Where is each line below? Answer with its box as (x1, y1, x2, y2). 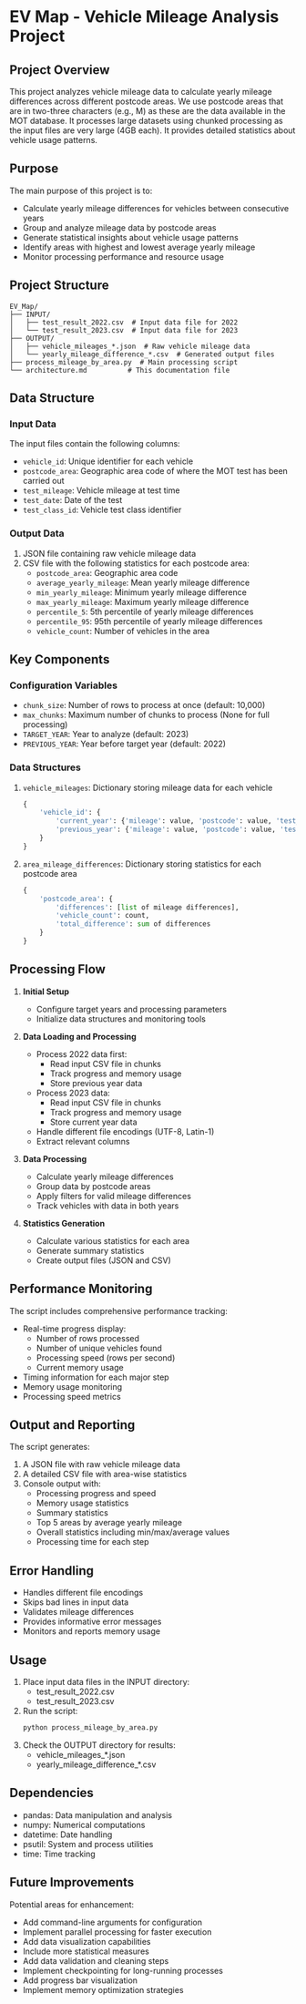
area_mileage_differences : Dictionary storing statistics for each (22, 858, 262, 869)
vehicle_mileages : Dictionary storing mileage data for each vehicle (22, 782, 273, 793)
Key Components (9, 652, 110, 667)
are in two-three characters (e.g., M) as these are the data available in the (9, 106, 286, 116)
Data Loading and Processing (22, 1031, 137, 1042)
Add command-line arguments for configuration (22, 1917, 203, 1927)
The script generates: (9, 1442, 91, 1453)
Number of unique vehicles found (36, 1342, 162, 1353)
